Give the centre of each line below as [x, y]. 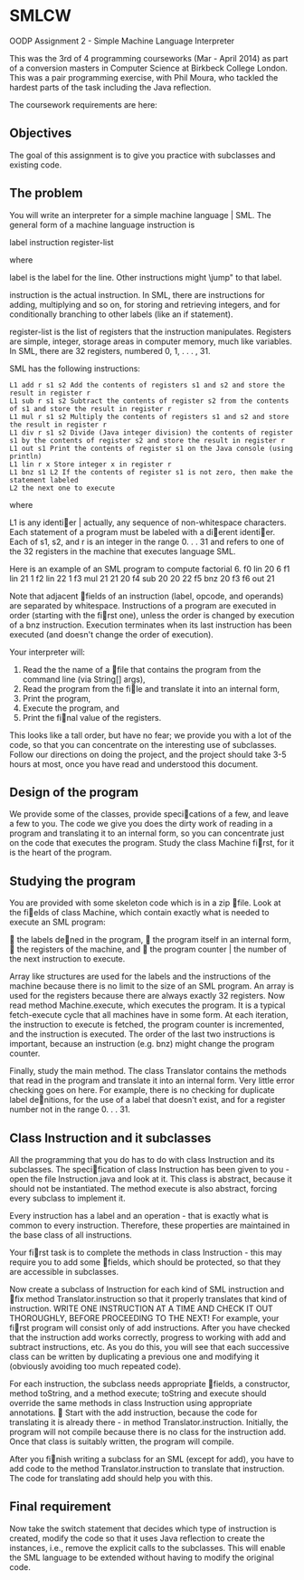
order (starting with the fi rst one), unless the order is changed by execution [152, 615]
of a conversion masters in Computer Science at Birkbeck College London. [148, 68]
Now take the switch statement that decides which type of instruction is [143, 1528]
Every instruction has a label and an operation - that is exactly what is [139, 1216]
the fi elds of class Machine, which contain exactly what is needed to [139, 913]
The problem [46, 193]
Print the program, [57, 698]
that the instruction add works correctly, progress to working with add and [148, 1337]
